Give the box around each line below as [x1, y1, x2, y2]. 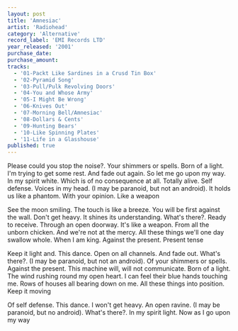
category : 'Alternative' [7, 30, 81, 38]
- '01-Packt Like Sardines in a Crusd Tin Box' [13, 69, 157, 77]
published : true [7, 142, 55, 150]
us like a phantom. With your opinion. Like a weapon [7, 192, 159, 201]
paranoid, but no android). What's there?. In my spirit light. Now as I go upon [7, 308, 230, 317]
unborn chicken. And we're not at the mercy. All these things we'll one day [7, 228, 225, 237]
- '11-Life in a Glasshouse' [13, 135, 100, 142]
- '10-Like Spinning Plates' [13, 129, 100, 136]
